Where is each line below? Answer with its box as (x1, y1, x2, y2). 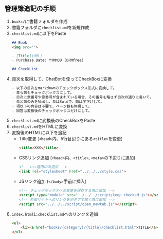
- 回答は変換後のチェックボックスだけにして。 (11, 108, 92, 113)
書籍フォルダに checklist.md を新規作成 (11, 24, 90, 30)
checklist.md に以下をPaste (11, 31, 67, 36)
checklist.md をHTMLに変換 (11, 124, 68, 129)
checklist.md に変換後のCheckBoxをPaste (11, 118, 95, 124)
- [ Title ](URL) (11, 53, 43, 58)
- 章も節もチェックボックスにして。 (11, 90, 74, 96)
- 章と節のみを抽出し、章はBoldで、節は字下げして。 (11, 99, 105, 104)
